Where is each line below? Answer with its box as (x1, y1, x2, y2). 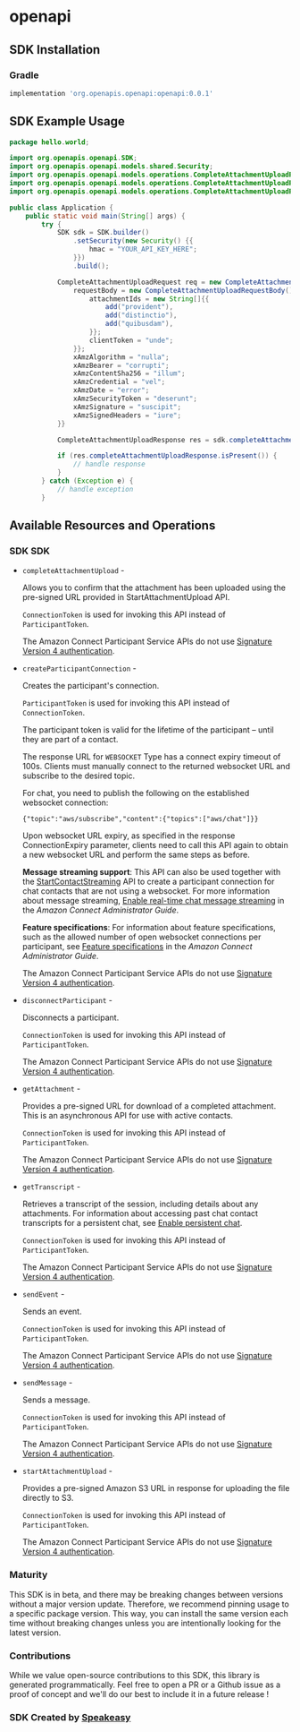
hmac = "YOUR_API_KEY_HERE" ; (88, 244, 198, 254)
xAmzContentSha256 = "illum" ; (72, 369, 186, 378)
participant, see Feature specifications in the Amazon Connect (21, 941, 253, 952)
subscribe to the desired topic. (21, 770, 136, 781)
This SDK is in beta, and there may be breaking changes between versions (9, 1589, 284, 1599)
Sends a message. (21, 1394, 91, 1405)
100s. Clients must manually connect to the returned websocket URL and (21, 761, 290, 772)
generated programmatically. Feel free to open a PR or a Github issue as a (9, 1679, 281, 1690)
